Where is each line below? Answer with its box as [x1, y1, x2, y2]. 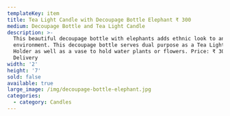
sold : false [7, 73, 41, 81]
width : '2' [7, 61, 38, 68]
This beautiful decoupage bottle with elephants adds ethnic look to [13, 35, 216, 42]
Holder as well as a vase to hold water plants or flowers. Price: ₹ [13, 48, 216, 55]
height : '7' [7, 67, 41, 74]
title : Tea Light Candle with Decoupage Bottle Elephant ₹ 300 [7, 16, 192, 23]
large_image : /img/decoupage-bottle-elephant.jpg [7, 86, 152, 93]
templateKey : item [7, 10, 60, 17]
